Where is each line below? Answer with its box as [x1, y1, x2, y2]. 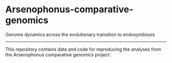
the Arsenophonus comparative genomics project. [5, 51, 111, 57]
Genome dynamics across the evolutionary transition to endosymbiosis [5, 31, 155, 37]
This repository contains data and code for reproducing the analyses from [5, 46, 161, 52]
